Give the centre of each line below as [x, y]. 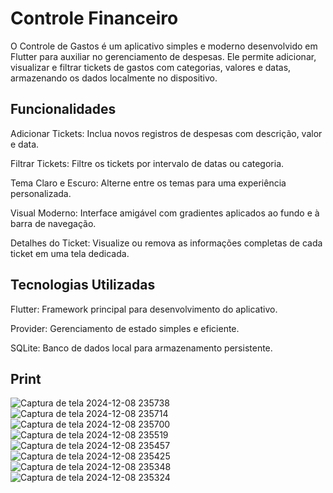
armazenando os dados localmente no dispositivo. [114, 78]
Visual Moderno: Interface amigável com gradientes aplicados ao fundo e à [165, 213]
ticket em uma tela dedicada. [70, 253]
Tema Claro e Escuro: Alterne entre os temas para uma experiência [148, 183]
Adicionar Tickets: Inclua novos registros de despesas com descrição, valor [166, 133]
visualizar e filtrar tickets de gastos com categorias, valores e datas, [151, 67]
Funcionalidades [63, 109]
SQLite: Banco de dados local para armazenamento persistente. [141, 348]
